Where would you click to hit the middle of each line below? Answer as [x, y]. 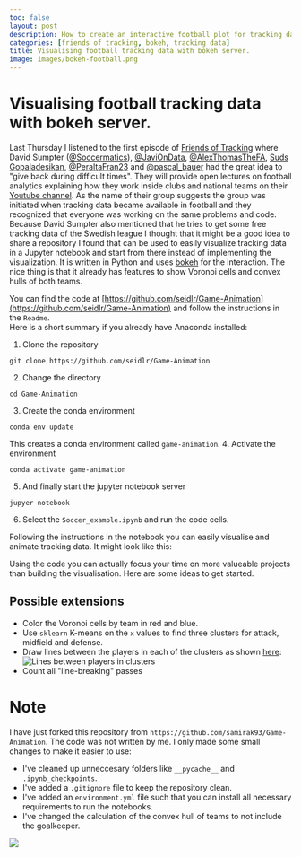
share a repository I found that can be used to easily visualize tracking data [148, 242]
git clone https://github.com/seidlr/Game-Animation [110, 361]
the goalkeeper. [51, 826]
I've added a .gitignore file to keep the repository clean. [127, 787]
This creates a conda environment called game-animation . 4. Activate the [142, 443]
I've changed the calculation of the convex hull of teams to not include [152, 816]
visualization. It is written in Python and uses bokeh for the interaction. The [147, 262]
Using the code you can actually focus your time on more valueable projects [150, 564]
